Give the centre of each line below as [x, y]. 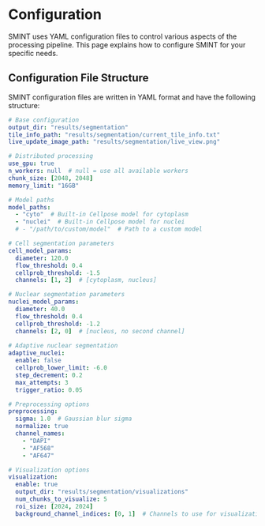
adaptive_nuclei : [37, 353]
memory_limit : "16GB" [44, 186]
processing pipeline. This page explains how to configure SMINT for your [127, 44]
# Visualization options [49, 470]
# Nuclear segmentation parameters [67, 295]
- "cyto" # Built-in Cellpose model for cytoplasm [102, 215]
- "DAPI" [37, 441]
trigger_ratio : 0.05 [49, 390]
